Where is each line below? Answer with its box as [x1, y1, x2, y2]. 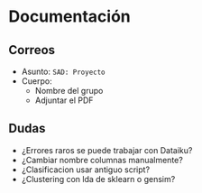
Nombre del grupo [34, 86, 104, 96]
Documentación [8, 6, 132, 27]
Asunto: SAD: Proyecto [21, 66, 106, 77]
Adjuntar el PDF [34, 95, 94, 106]
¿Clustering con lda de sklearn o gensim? [21, 173, 176, 184]
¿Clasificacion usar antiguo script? [21, 164, 151, 175]
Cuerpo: [21, 76, 52, 87]
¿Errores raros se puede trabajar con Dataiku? [21, 144, 193, 155]
